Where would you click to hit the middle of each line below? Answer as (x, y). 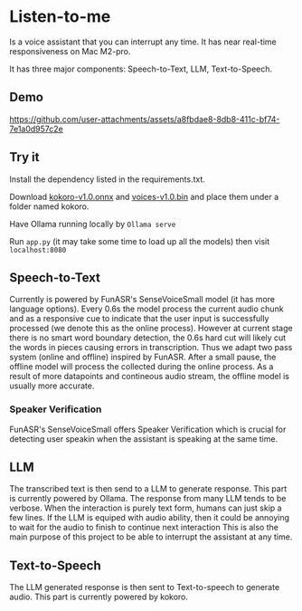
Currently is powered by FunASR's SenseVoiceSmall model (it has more (142, 300)
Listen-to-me (60, 17)
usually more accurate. (52, 386)
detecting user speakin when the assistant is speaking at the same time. (144, 439)
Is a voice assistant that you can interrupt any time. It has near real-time (143, 42)
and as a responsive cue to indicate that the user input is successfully (139, 319)
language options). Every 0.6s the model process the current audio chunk (146, 309)
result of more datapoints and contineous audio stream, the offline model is (150, 377)
